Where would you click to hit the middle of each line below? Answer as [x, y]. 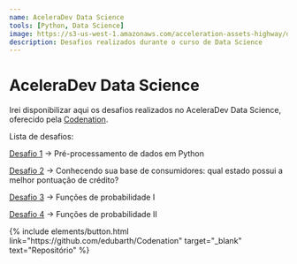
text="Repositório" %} [49, 250]
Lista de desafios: [42, 137]
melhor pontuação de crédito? [64, 180]
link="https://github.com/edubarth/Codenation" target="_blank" [126, 241]
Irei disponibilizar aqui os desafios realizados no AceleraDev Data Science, [145, 110]
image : [21, 34]
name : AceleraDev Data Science [67, 17]
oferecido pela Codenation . [59, 119]
